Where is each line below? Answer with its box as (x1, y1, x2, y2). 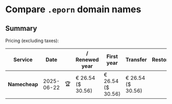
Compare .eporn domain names (5, 4, 142, 15)
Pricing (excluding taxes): (5, 37, 59, 44)
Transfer (125, 56, 147, 63)
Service (13, 56, 33, 63)
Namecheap (8, 81, 38, 88)
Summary (5, 24, 37, 33)
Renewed (75, 56, 99, 63)
